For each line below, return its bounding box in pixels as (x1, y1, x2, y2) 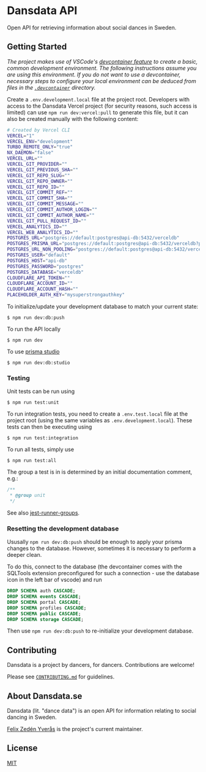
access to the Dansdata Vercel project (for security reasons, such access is (7, 102, 197, 109)
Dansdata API (7, 4, 78, 18)
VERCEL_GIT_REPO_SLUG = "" (7, 172, 70, 178)
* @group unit (9, 493, 46, 499)
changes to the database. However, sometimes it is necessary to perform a (7, 545, 196, 552)
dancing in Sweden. (7, 713, 57, 721)
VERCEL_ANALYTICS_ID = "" (7, 224, 68, 230)
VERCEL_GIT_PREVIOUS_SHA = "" (7, 166, 79, 173)
